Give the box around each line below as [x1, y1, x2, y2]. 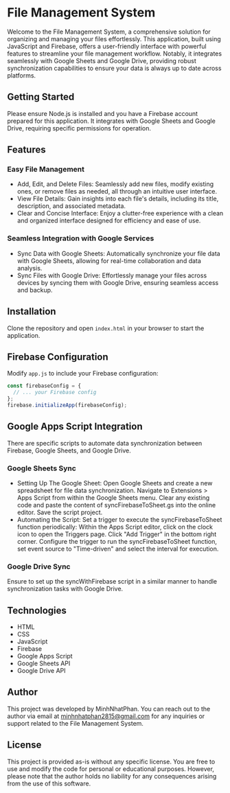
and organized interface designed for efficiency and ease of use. [16, 216, 201, 225]
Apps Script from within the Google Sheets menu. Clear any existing [16, 493, 210, 502]
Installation [7, 306, 56, 317]
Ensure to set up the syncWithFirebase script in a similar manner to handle [7, 577, 218, 586]
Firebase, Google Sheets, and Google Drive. [7, 446, 132, 455]
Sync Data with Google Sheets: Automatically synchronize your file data [16, 249, 221, 257]
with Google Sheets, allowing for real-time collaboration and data [16, 256, 201, 265]
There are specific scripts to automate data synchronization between [7, 439, 203, 447]
